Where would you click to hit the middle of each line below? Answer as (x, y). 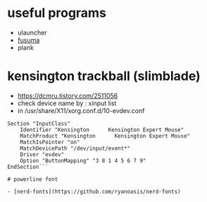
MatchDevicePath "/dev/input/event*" (75, 148)
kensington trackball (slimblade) (104, 76)
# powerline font (33, 179)
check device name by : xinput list (67, 103)
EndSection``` (28, 167)
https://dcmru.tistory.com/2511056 (68, 95)
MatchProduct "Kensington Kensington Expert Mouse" (105, 136)
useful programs (57, 13)
